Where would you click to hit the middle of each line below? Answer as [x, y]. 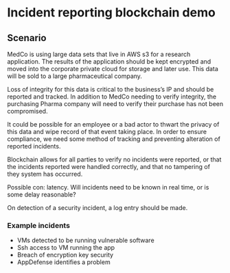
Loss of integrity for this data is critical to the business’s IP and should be [111, 89]
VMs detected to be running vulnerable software [85, 240]
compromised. [27, 111]
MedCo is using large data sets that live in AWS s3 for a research [99, 54]
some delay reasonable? [42, 194]
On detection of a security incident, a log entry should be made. [97, 208]
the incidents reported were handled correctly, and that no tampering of [109, 167]
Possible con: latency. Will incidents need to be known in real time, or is [108, 187]
